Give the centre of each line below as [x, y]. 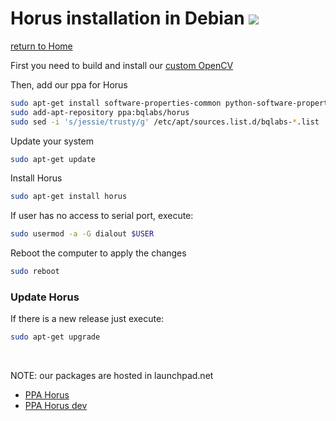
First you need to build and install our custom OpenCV [122, 65]
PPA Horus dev [56, 406]
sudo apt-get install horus [69, 197]
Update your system [52, 141]
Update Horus [45, 297]
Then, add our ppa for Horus [69, 84]
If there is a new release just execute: [87, 319]
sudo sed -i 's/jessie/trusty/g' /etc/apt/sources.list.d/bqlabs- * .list [165, 122]
